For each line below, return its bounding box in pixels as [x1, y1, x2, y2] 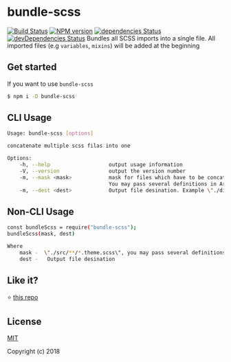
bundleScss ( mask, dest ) [7, 231, 76, 238]
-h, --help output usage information [19, 161, 184, 168]
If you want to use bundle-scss [7, 80, 94, 88]
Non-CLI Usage [7, 205, 74, 217]
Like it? [7, 275, 38, 286]
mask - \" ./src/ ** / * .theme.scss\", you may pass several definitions [19, 249, 226, 256]
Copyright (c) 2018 [7, 348, 60, 356]
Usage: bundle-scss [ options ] [7, 130, 94, 137]
